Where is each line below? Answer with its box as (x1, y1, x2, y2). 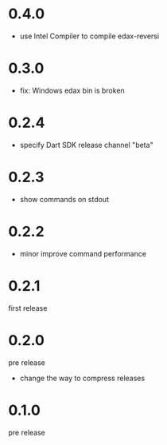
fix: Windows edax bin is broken (19, 85, 125, 95)
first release (8, 303, 48, 312)
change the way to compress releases (19, 373, 146, 383)
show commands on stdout (19, 194, 110, 204)
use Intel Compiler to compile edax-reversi (19, 31, 160, 41)
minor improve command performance (19, 248, 147, 258)
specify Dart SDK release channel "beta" (19, 140, 153, 149)
